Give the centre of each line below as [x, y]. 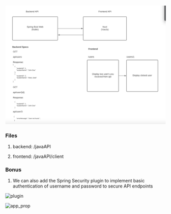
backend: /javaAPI [32, 146]
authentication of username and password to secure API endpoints [83, 186]
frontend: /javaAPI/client [38, 156]
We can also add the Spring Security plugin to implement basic [79, 181]
